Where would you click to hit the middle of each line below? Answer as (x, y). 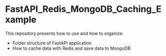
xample (21, 20)
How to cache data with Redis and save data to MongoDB (72, 48)
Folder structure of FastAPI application (52, 43)
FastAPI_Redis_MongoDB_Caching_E (83, 9)
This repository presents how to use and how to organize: (64, 33)
